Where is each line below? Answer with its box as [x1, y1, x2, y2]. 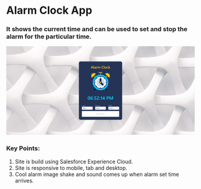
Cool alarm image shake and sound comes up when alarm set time [14, 170, 179, 178]
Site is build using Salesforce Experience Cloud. [14, 158, 133, 165]
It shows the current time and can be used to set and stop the [6, 25, 188, 33]
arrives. [14, 177, 34, 184]
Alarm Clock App [6, 4, 93, 17]
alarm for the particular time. [6, 32, 92, 41]
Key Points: [6, 144, 40, 153]
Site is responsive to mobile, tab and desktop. [14, 164, 127, 171]
